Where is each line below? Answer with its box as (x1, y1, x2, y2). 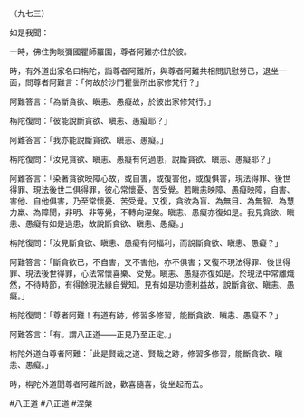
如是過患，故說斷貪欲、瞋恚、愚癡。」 (48, 218, 188, 229)
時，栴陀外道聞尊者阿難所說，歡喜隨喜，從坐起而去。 (9, 379, 208, 389)
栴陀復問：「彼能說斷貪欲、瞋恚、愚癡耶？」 (9, 116, 172, 126)
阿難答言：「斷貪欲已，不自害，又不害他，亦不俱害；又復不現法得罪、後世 (9, 257, 283, 267)
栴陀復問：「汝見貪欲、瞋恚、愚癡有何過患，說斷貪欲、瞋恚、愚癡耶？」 (9, 154, 275, 165)
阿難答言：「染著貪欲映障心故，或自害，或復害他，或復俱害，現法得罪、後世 (9, 173, 291, 184)
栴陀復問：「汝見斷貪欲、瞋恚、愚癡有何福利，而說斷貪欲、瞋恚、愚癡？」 (9, 238, 283, 248)
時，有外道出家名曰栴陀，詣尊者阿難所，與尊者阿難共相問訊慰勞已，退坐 (9, 66, 279, 76)
